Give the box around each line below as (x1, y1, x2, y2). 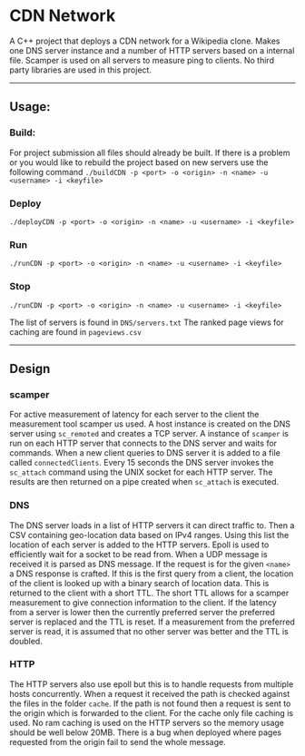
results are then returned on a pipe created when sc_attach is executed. (9, 476, 280, 487)
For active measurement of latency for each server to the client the (9, 409, 260, 420)
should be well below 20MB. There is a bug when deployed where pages (9, 727, 282, 738)
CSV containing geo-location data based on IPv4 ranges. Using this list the (9, 529, 290, 540)
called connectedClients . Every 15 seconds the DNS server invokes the (9, 457, 274, 468)
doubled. (9, 635, 43, 646)
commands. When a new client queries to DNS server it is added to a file (9, 447, 281, 458)
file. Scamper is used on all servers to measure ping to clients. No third (9, 54, 275, 65)
